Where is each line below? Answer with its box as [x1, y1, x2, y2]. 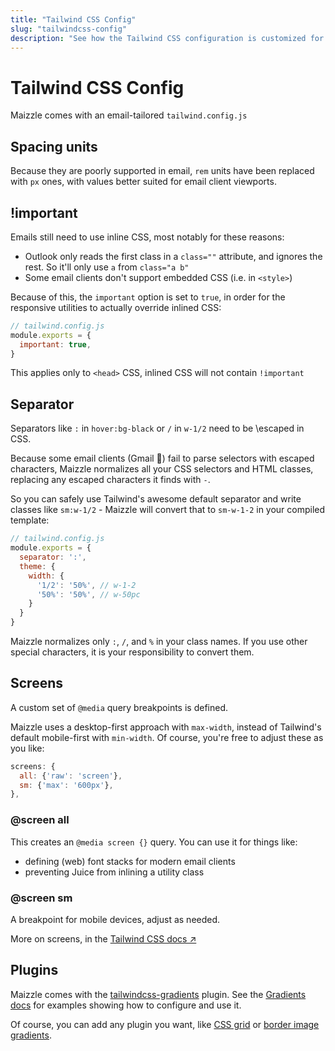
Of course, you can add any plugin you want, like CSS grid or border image [10, 1018, 320, 1030]
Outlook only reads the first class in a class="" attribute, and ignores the [24, 250, 323, 262]
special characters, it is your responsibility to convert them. [10, 646, 255, 658]
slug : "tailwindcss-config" [10, 24, 128, 34]
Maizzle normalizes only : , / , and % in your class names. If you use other [10, 636, 308, 647]
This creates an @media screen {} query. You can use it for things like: [10, 836, 298, 848]
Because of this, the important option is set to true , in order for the [10, 291, 286, 303]
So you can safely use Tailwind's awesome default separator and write [10, 493, 302, 505]
